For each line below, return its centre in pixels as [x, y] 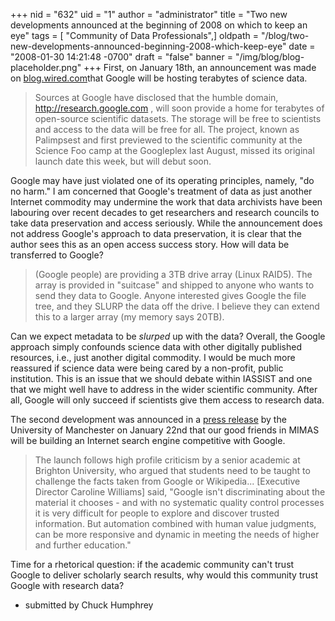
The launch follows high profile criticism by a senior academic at [167, 460]
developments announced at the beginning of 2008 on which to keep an [159, 25]
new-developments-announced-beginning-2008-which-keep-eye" [148, 46]
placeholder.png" [46, 67]
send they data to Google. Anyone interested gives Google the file [170, 295]
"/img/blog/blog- [269, 57]
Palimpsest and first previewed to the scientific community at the [168, 140]
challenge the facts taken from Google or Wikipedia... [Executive [167, 481]
